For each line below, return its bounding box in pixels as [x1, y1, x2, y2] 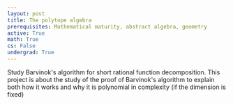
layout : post [7, 10, 45, 17]
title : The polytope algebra [7, 17, 92, 24]
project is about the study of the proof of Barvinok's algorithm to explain [7, 75, 215, 83]
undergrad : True [7, 49, 54, 56]
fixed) [7, 90, 24, 98]
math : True [7, 36, 39, 43]
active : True [7, 29, 45, 37]
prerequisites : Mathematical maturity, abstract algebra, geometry [7, 23, 208, 30]
